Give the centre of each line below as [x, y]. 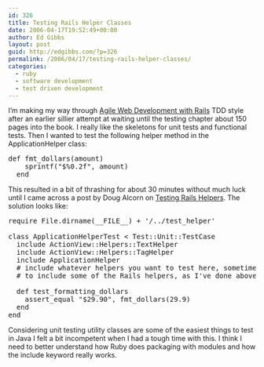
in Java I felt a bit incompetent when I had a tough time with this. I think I [125, 339]
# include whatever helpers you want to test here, [118, 268]
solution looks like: [38, 206]
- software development [54, 81]
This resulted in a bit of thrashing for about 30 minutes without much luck [127, 190]
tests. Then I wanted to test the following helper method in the [109, 136]
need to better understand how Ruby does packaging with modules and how [132, 347]
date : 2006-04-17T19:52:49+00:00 [63, 30]
